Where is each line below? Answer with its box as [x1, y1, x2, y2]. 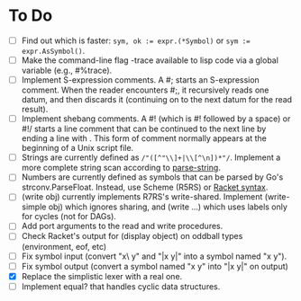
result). [21, 104, 49, 115]
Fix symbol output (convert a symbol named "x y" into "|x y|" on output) [21, 261, 289, 271]
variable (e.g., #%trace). [21, 65, 113, 76]
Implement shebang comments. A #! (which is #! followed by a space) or [21, 113, 291, 124]
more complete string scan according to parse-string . [21, 163, 222, 173]
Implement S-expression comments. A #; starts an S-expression [21, 75, 260, 85]
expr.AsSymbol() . [21, 46, 86, 56]
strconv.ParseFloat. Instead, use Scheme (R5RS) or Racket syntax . [21, 181, 269, 193]
